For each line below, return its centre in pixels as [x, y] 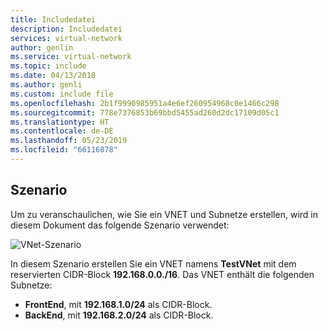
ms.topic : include [48, 66]
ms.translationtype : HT [60, 122]
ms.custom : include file [62, 94]
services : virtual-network [66, 38]
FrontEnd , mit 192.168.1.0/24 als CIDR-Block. [118, 304]
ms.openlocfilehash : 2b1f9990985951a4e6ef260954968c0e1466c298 [145, 103]
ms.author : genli [46, 85]
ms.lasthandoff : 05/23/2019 [69, 141]
